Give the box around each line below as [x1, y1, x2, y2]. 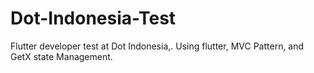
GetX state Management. [10, 50, 113, 62]
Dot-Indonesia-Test [10, 7, 177, 30]
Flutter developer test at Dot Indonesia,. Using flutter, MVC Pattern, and [10, 40, 305, 52]
